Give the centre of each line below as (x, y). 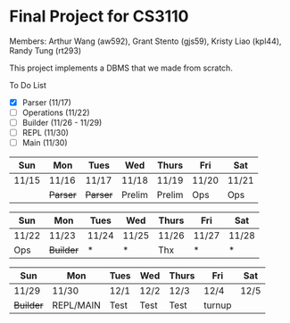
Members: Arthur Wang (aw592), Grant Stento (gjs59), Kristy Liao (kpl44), (145, 41)
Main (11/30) (45, 143)
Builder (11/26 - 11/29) (62, 123)
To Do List (28, 85)
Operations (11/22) (56, 112)
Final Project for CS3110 (99, 17)
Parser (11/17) (46, 102)
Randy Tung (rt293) (46, 50)
